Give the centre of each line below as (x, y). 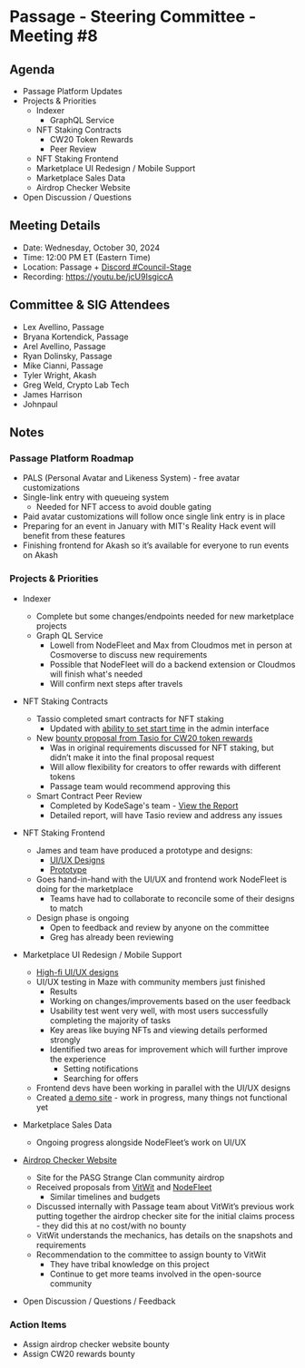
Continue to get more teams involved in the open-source (155, 1274)
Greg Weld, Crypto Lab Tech (76, 385)
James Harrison (53, 394)
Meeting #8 (54, 36)
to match (66, 908)
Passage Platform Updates (72, 91)
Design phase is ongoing (83, 917)
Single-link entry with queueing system (96, 497)
